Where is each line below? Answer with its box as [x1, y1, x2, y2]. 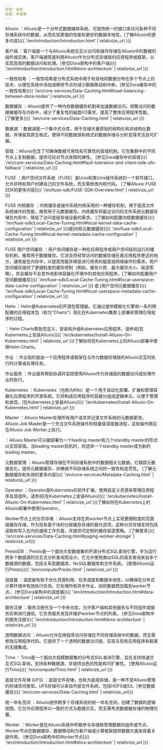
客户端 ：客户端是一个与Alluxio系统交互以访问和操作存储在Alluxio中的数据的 [5, 48, 157, 54]
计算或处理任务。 [13, 360, 48, 366]
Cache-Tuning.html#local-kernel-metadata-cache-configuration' [5, 231, 135, 237]
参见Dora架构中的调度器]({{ [16, 589, 71, 595]
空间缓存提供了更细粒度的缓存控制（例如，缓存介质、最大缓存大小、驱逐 [5, 264, 149, 270]
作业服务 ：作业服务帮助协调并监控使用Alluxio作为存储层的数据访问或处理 [5, 371, 152, 376]
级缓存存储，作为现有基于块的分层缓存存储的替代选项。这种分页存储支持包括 [5, 522, 158, 527]
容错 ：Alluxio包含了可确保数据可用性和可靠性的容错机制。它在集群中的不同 [5, 148, 156, 154]
